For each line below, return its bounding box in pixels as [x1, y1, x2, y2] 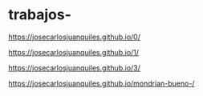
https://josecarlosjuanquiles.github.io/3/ [8, 62, 140, 73]
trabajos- [8, 6, 72, 24]
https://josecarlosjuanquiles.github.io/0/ [8, 32, 140, 42]
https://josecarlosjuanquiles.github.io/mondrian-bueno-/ [8, 78, 195, 88]
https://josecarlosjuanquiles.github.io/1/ [8, 47, 139, 57]
